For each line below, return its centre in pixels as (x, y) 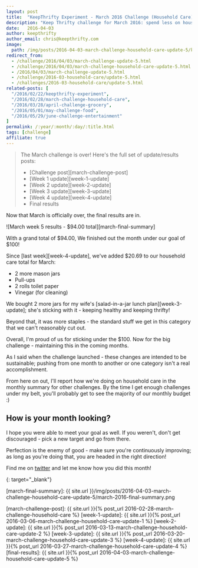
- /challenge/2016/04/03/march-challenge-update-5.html (81, 61)
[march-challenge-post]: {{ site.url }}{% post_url (65, 508)
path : (18, 50)
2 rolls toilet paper (37, 286)
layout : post (22, 12)
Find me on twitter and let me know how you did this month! (79, 468)
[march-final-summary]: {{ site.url (47, 491)
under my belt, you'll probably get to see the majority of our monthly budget (98, 393)
